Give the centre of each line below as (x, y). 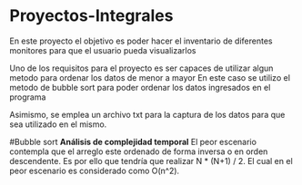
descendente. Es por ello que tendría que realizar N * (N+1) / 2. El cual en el (151, 161)
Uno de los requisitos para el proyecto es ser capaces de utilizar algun (141, 68)
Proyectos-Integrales (91, 16)
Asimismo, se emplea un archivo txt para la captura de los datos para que (147, 114)
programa (28, 97)
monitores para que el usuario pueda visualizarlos (103, 50)
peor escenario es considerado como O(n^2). (95, 170)
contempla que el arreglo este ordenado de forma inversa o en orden (139, 151)
